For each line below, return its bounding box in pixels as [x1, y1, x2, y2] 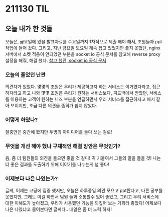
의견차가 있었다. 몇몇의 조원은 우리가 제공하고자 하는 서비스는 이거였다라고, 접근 [5, 84, 160, 90]
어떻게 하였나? [5, 116, 38, 123]
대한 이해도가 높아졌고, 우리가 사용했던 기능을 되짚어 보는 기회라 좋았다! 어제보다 [5, 200, 162, 206]
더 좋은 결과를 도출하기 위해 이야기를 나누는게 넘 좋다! [5, 161, 109, 167]
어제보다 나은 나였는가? [5, 175, 58, 182]
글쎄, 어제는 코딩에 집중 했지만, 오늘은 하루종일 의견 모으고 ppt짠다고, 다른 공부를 [5, 187, 163, 194]
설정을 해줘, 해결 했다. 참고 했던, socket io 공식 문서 [5, 57, 107, 63]
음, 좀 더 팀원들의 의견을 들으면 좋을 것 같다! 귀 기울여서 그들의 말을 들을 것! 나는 [5, 155, 161, 161]
